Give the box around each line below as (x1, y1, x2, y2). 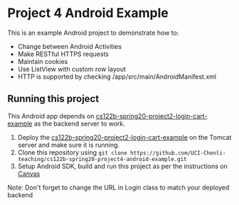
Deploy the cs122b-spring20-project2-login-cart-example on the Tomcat (17, 133, 232, 141)
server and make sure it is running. (17, 140, 119, 149)
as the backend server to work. (33, 119, 126, 128)
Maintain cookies (17, 57, 68, 65)
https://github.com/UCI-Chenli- (130, 149, 226, 157)
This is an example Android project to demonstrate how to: (7, 28, 179, 37)
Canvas (17, 169, 41, 178)
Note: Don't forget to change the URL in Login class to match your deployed (7, 183, 230, 192)
